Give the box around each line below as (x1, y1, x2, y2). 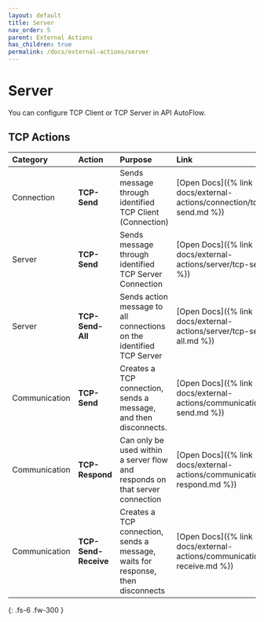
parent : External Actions (8, 33, 93, 42)
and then (119, 412, 153, 423)
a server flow (119, 454, 169, 465)
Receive (78, 555, 109, 566)
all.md (176, 335, 199, 346)
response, (119, 565, 157, 576)
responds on (119, 473, 167, 484)
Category (12, 154, 49, 165)
